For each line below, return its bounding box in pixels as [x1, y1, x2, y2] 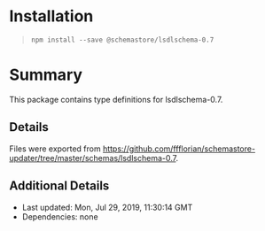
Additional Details [9, 179, 110, 194]
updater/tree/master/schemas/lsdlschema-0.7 [9, 152, 176, 163]
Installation [9, 6, 94, 27]
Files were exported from [9, 143, 101, 154]
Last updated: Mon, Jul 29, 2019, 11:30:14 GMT [21, 202, 193, 212]
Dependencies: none [21, 211, 99, 222]
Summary [9, 65, 82, 85]
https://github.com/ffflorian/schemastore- [102, 143, 255, 154]
